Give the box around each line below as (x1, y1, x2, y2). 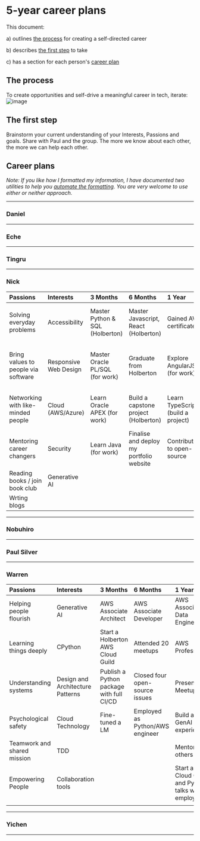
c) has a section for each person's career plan (6, 58, 120, 65)
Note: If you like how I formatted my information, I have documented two (6, 177, 185, 184)
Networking (9, 393, 42, 402)
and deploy (129, 437, 160, 445)
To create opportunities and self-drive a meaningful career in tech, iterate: (6, 91, 188, 99)
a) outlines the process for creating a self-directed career (6, 35, 147, 42)
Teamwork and (9, 739, 51, 748)
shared (9, 747, 29, 755)
